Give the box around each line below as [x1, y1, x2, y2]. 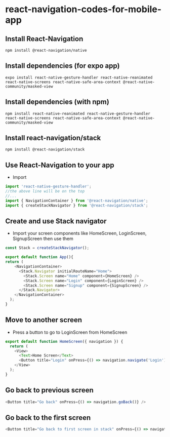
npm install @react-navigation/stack [5, 147, 85, 152]
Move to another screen [5, 315, 82, 325]
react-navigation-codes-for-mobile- [5, 4, 162, 15]
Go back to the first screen [5, 413, 91, 422]
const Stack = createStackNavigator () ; [5, 246, 90, 251]
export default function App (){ [5, 255, 73, 260]
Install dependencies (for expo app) [5, 62, 120, 70]
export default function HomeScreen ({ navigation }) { [5, 339, 123, 344]
